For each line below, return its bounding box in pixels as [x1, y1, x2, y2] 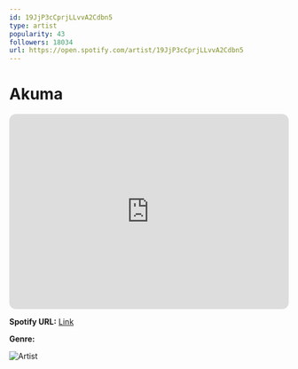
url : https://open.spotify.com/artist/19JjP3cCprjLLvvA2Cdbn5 [9, 46, 244, 55]
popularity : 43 [9, 29, 66, 38]
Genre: [9, 334, 35, 344]
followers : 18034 [9, 37, 74, 47]
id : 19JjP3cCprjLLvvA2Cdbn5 [9, 12, 114, 22]
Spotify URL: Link [9, 317, 74, 327]
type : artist [9, 21, 58, 30]
